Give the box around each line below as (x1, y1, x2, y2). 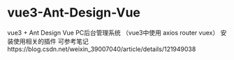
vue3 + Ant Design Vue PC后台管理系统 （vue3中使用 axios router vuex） (7, 28, 219, 37)
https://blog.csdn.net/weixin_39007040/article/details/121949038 (7, 45, 196, 53)
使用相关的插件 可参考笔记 (13, 37, 89, 46)
